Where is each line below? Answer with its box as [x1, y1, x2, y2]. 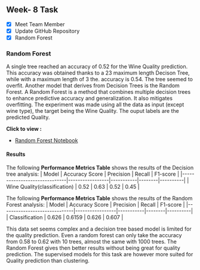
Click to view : [6, 125, 42, 133]
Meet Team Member [14, 20, 65, 27]
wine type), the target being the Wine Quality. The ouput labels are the [6, 108, 179, 115]
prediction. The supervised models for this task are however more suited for [6, 250, 193, 257]
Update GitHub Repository [14, 27, 80, 35]
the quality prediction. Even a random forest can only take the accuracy [6, 231, 182, 238]
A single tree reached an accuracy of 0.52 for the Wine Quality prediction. [6, 63, 188, 70]
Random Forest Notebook [14, 137, 78, 144]
